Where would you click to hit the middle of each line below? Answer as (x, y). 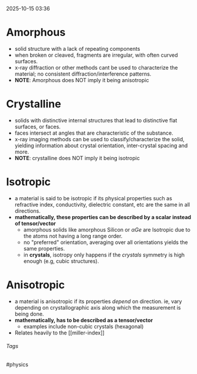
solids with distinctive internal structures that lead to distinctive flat (96, 120)
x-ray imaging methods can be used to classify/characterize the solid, (99, 139)
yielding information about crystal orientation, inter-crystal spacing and (101, 145)
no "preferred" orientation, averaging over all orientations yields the (106, 242)
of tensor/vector (35, 223)
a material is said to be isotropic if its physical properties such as (93, 198)
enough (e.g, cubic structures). (61, 261)
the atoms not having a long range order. (73, 236)
